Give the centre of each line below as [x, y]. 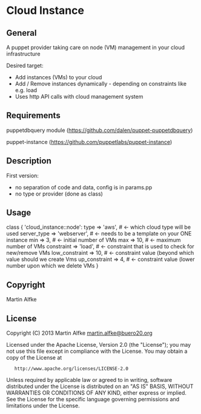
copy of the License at [34, 358]
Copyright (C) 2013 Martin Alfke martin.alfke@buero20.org [79, 333]
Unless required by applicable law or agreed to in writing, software [89, 380]
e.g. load [26, 90]
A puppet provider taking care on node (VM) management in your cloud [96, 47]
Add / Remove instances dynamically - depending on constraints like [100, 84]
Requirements [33, 116]
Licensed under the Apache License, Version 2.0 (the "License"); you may [99, 345]
